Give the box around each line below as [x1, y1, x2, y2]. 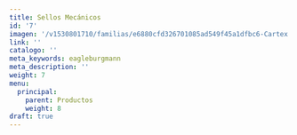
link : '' [9, 37, 42, 47]
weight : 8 [25, 104, 62, 113]
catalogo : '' [9, 46, 58, 55]
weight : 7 [9, 71, 46, 80]
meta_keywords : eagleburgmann [9, 54, 122, 63]
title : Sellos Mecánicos [9, 12, 101, 22]
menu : [9, 79, 29, 88]
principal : [17, 87, 58, 96]
